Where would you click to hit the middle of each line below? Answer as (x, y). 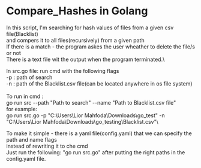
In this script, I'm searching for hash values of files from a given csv (90, 28)
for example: (22, 109)
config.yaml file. (26, 158)
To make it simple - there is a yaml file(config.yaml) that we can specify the (99, 133)
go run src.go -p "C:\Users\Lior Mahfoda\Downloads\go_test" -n (85, 115)
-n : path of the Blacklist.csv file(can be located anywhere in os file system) (100, 83)
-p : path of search (29, 77)
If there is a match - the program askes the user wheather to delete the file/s (100, 47)
